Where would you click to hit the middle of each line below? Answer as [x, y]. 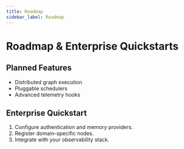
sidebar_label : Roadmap [35, 17]
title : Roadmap [25, 11]
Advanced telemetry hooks [47, 94]
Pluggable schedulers [41, 88]
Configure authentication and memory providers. [74, 127]
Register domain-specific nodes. [54, 134]
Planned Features [39, 68]
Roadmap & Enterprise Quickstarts [92, 46]
